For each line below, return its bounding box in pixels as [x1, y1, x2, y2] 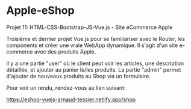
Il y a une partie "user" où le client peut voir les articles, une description [6, 60, 184, 67]
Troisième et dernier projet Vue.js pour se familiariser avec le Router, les [6, 35, 186, 42]
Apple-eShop [6, 4, 75, 17]
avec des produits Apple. [34, 48, 96, 55]
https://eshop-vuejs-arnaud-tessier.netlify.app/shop [6, 96, 136, 103]
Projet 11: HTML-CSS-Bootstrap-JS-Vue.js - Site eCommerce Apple [6, 23, 173, 31]
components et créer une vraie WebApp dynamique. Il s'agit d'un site [6, 42, 178, 49]
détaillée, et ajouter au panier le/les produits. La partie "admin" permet [6, 66, 181, 73]
